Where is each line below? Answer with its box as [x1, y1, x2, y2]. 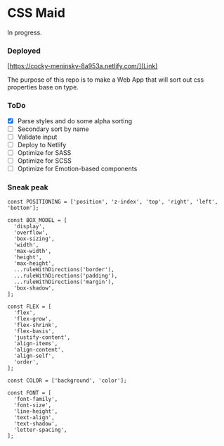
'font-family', [13, 396, 58, 403]
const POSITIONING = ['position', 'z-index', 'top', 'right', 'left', [7, 199, 218, 206]
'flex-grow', [13, 316, 52, 323]
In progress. [7, 28, 42, 37]
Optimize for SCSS [17, 156, 72, 165]
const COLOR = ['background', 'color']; [7, 377, 128, 385]
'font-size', [13, 402, 52, 409]
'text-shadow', [13, 421, 58, 428]
